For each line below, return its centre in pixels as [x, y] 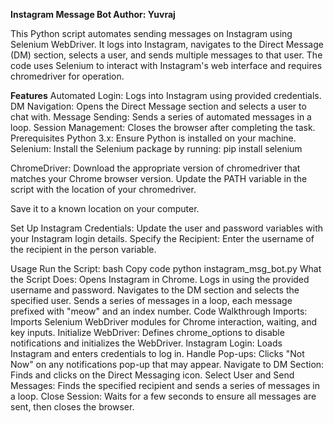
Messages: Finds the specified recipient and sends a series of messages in [165, 385]
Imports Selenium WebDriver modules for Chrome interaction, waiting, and [164, 322]
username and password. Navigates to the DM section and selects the [155, 290]
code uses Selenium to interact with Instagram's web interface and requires [166, 65]
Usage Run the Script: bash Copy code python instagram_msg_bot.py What [166, 268]
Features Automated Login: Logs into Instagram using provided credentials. [166, 95]
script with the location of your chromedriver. [103, 189]
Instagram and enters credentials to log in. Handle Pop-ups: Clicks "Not [157, 353]
